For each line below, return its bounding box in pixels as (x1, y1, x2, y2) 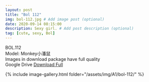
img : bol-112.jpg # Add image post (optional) (5, 17, 105, 22)
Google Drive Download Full (5, 61, 63, 67)
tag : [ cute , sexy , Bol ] (5, 31, 55, 36)
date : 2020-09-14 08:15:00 (5, 21, 62, 27)
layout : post (5, 7, 33, 13)
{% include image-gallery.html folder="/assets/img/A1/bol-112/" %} (5, 71, 144, 77)
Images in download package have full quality (5, 56, 101, 62)
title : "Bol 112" (5, 12, 42, 17)
